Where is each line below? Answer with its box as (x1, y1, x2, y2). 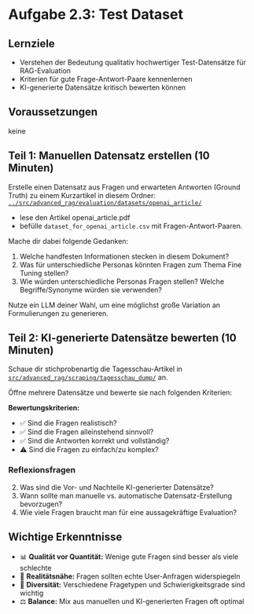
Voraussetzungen (8, 105, 98, 119)
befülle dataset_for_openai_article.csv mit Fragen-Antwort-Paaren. (19, 221, 243, 230)
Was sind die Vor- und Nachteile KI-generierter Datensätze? (19, 482, 214, 492)
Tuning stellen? (19, 268, 69, 278)
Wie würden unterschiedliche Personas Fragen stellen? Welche (19, 277, 225, 286)
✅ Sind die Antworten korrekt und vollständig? (19, 436, 170, 446)
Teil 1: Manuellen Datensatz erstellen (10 (8, 149, 210, 163)
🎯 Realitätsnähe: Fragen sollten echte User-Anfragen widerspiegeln (19, 572, 241, 581)
